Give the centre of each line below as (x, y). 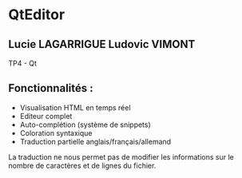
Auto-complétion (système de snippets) (85, 125)
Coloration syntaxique (56, 133)
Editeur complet (46, 116)
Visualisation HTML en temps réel (75, 107)
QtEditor (37, 15)
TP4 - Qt (23, 63)
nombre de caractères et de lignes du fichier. (82, 165)
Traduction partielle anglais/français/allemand (95, 141)
